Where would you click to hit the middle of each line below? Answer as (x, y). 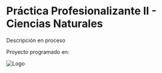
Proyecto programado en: (38, 51)
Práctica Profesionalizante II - (82, 11)
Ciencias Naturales (55, 24)
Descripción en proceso (36, 40)
